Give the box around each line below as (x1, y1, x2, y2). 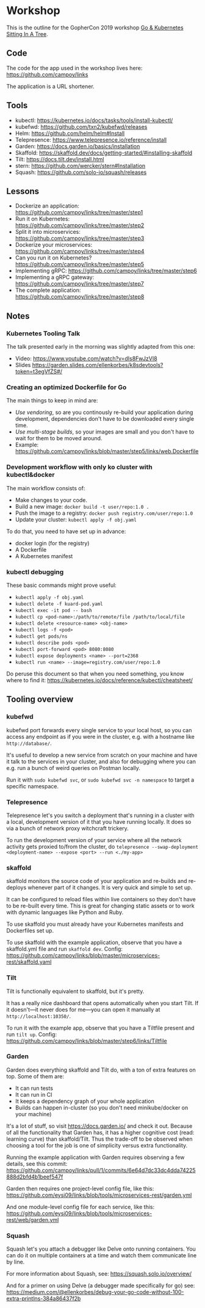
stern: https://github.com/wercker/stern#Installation (15, 162, 146, 169)
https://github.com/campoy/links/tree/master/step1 (15, 209, 143, 216)
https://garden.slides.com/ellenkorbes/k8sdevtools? (32, 362, 164, 369)
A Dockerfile (15, 546, 47, 553)
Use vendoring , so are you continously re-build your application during (15, 409, 193, 416)
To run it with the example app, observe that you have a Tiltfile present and (6, 1024, 195, 1031)
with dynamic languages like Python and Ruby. (6, 909, 124, 916)
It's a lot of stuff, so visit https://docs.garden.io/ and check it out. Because (6, 1122, 193, 1130)
